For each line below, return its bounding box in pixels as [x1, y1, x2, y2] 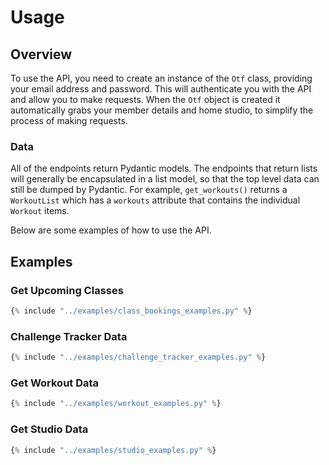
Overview [10, 46, 73, 63]
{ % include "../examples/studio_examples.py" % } [10, 445, 217, 455]
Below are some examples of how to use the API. [10, 224, 212, 236]
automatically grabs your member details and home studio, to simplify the [10, 104, 314, 116]
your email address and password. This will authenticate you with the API [10, 83, 312, 95]
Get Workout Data [10, 376, 100, 390]
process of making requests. [10, 115, 128, 126]
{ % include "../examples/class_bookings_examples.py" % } [10, 306, 253, 316]
